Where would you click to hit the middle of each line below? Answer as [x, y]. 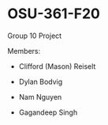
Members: [24, 51]
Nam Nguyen [40, 97]
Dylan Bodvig [41, 81]
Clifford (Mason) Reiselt [57, 66]
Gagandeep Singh [48, 112]
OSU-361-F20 [54, 14]
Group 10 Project [35, 36]
